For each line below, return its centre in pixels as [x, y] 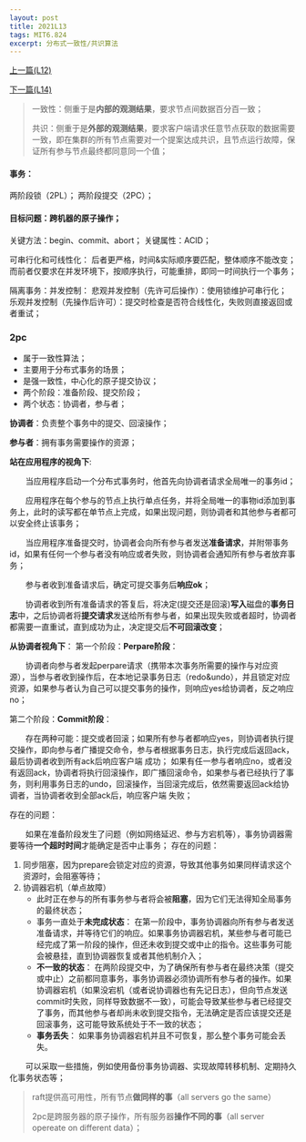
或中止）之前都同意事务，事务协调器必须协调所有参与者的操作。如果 [164, 978]
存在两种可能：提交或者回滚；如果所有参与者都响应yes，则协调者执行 [156, 738]
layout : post [34, 18]
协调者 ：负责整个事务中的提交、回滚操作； [89, 423]
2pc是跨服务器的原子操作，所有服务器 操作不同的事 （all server [148, 1116]
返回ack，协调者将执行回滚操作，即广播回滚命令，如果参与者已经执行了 [152, 772]
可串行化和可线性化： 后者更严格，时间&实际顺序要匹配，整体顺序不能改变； [153, 260]
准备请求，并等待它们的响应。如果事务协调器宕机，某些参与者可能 [160, 933]
